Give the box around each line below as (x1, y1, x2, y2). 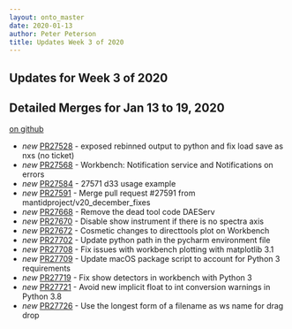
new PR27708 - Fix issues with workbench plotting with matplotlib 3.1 (21, 244, 274, 255)
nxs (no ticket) (21, 150, 75, 161)
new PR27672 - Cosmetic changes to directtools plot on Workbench (21, 226, 270, 236)
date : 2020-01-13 (9, 21, 73, 30)
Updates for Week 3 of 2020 (9, 70, 168, 85)
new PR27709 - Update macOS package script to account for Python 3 (21, 254, 281, 264)
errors (21, 169, 45, 180)
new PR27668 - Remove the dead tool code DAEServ (21, 207, 215, 218)
